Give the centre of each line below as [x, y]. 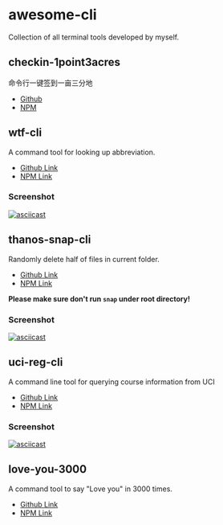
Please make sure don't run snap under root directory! [99, 298]
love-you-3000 [47, 469]
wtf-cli [25, 133]
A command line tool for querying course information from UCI [111, 381]
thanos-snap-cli [50, 240]
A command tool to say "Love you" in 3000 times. [90, 489]
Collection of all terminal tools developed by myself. [94, 37]
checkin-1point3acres [65, 62]
